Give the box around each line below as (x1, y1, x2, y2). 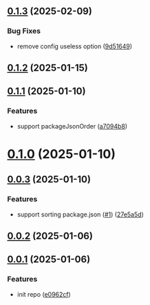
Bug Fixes (7, 26, 41, 36)
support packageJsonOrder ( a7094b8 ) (17, 122, 128, 130)
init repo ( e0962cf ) (17, 290, 71, 298)
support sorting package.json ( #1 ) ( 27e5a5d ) (17, 210, 144, 219)
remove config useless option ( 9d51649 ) (17, 41, 133, 50)
